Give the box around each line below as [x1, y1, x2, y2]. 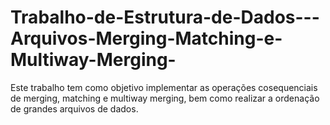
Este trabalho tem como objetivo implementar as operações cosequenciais [10, 81, 318, 93]
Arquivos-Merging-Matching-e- [10, 27, 283, 50]
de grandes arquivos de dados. [10, 102, 139, 115]
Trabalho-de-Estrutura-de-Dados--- [10, 6, 320, 29]
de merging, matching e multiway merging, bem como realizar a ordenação [10, 92, 320, 104]
